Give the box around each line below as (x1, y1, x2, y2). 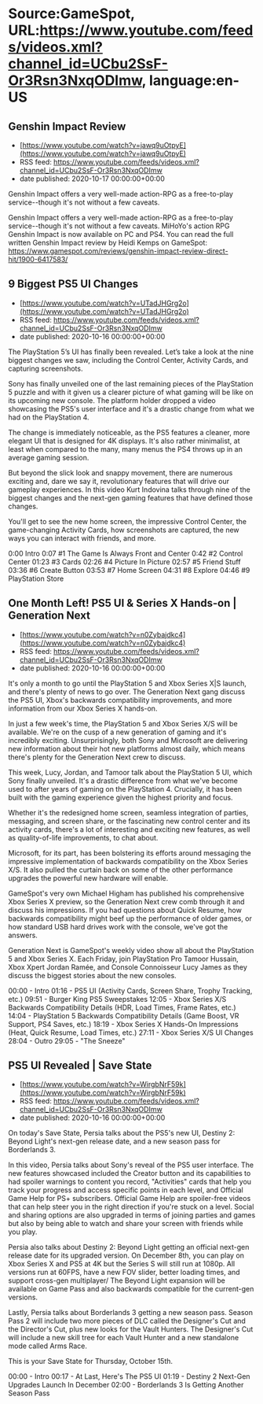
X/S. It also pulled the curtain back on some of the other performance (8, 865, 233, 874)
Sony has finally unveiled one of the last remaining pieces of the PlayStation (8, 379, 254, 388)
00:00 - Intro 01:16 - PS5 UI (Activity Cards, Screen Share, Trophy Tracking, (8, 985, 253, 996)
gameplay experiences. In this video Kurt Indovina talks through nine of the (8, 485, 251, 494)
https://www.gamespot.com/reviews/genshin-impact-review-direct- (8, 246, 229, 256)
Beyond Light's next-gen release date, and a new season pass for (8, 1136, 221, 1146)
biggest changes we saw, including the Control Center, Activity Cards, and (8, 355, 249, 364)
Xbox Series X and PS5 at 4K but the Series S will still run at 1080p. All (8, 1259, 236, 1269)
